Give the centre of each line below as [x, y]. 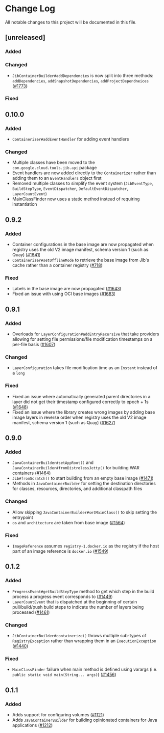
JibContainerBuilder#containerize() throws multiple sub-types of [79, 635]
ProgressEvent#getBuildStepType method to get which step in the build [83, 591]
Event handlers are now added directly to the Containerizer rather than [84, 173]
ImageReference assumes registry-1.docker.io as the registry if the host [85, 546]
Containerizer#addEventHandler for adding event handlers [70, 139]
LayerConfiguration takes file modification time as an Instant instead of [85, 368]
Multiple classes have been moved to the [54, 163]
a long [19, 373]
